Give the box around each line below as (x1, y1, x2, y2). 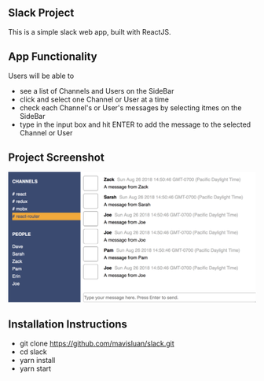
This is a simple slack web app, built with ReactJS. (8, 27, 171, 36)
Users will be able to (8, 71, 75, 80)
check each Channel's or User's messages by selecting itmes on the (19, 102, 242, 113)
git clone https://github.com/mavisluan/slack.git (19, 338, 174, 348)
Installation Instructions (8, 318, 128, 331)
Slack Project (8, 6, 75, 20)
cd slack (19, 346, 47, 357)
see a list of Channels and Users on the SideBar (19, 86, 174, 95)
